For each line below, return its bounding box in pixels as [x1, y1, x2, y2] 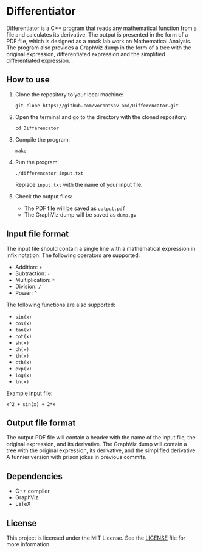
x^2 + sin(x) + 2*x [6, 401, 56, 407]
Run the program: [15, 158, 60, 165]
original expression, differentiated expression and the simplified [6, 50, 165, 57]
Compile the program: [15, 136, 71, 143]
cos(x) [15, 320, 32, 327]
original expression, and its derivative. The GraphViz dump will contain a [6, 441, 187, 448]
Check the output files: [15, 192, 73, 200]
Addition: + [15, 263, 43, 270]
